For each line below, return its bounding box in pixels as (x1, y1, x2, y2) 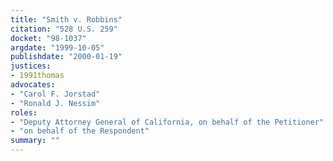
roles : (10, 107, 38, 118)
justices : (10, 61, 52, 71)
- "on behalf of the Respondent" (10, 126, 150, 136)
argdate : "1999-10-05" (10, 42, 105, 53)
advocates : (10, 80, 56, 90)
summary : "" (10, 136, 60, 146)
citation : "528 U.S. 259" (10, 24, 118, 34)
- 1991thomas (10, 71, 65, 81)
